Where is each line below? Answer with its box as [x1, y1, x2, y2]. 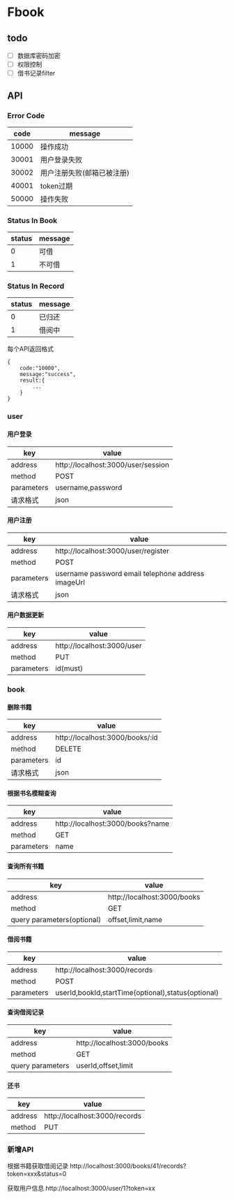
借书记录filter [17, 69, 56, 78]
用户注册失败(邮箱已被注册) [40, 168, 130, 178]
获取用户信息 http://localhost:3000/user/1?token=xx [7, 1184, 155, 1193]
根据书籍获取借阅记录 [7, 1162, 68, 1170]
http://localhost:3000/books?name [55, 819, 169, 828]
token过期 [40, 181, 73, 191]
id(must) [55, 663, 84, 673]
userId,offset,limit [76, 1061, 134, 1070]
